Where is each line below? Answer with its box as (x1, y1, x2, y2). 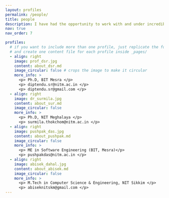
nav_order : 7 (5, 31, 33, 36)
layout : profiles (5, 7, 42, 13)
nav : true (5, 26, 26, 31)
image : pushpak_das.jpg (14, 129, 64, 134)
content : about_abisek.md (14, 166, 69, 171)
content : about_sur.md (14, 101, 62, 106)
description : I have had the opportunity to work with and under (5, 21, 145, 27)
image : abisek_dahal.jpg (14, 162, 66, 167)
